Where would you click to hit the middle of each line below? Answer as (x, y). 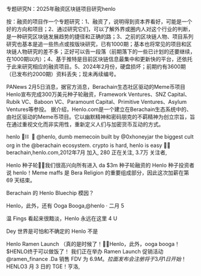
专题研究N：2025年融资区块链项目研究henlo (61, 9)
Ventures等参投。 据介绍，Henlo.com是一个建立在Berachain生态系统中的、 (99, 109)
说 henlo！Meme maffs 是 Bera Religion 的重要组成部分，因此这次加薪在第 (98, 172)
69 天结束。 (21, 180)
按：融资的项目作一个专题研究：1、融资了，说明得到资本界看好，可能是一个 (99, 22)
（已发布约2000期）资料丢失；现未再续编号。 (63, 74)
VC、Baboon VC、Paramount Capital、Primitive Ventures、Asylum (104, 102)
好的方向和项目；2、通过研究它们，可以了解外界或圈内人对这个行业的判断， (100, 29)
